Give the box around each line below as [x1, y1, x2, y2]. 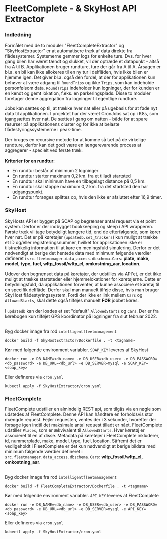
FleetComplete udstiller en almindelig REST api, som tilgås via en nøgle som [5, 406, 161, 412]
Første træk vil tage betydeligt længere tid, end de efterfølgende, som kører [5, 229, 161, 235]
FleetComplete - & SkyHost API [5, 3, 137, 14]
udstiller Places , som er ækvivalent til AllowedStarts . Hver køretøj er [5, 427, 145, 433]
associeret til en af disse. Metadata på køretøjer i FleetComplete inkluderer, [5, 433, 160, 439]
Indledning [5, 31, 32, 38]
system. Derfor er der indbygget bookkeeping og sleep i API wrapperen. [5, 223, 153, 229]
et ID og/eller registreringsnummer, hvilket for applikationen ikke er [5, 239, 143, 245]
